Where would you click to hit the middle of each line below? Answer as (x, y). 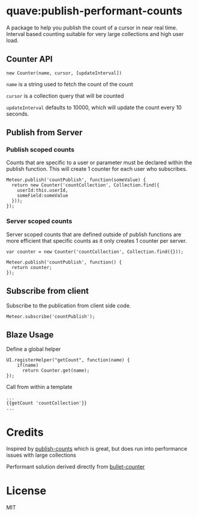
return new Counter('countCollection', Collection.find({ (86, 185)
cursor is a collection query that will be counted (65, 96)
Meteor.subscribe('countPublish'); (51, 316)
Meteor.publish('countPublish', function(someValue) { (76, 180)
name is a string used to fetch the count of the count (70, 84)
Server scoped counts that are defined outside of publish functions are (94, 234)
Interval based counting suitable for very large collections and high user (95, 34)
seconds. (18, 114)
